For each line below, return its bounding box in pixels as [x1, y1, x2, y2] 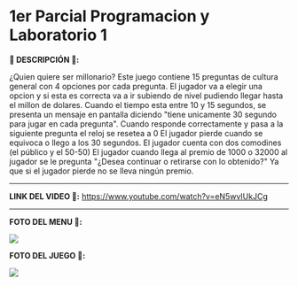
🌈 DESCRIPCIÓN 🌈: [9, 54, 80, 65]
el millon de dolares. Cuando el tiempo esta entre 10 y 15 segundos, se [9, 99, 267, 110]
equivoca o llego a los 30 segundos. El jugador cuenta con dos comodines [9, 137, 282, 148]
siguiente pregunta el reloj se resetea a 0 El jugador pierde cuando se [9, 128, 263, 138]
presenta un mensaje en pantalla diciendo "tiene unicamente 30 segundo [9, 109, 278, 120]
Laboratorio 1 [9, 25, 108, 45]
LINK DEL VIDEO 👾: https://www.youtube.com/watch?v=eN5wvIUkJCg [9, 190, 268, 201]
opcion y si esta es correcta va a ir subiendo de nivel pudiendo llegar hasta [9, 90, 284, 101]
